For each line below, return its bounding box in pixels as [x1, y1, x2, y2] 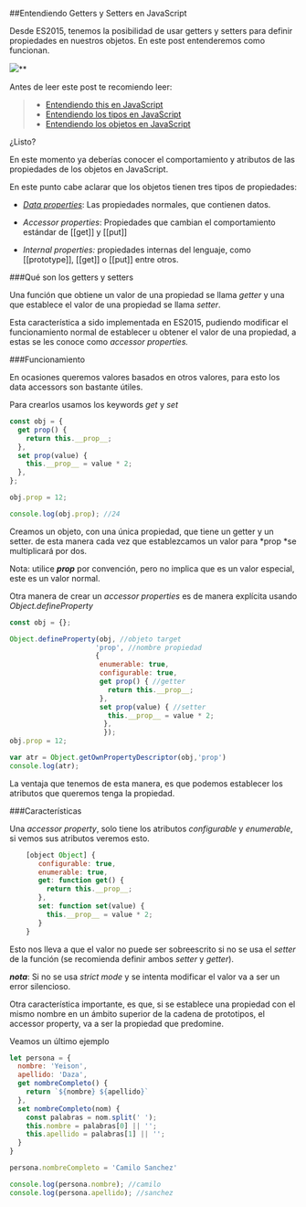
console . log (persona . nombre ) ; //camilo [9, 1180, 162, 1189]
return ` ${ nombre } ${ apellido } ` [26, 1087, 149, 1096]
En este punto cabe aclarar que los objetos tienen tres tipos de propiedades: [9, 182, 298, 192]
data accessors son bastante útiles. [9, 381, 143, 392]
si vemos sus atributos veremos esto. [9, 832, 151, 844]
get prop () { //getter [99, 677, 185, 686]
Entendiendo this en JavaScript [45, 100, 164, 110]
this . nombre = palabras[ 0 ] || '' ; [26, 1121, 157, 1130]
